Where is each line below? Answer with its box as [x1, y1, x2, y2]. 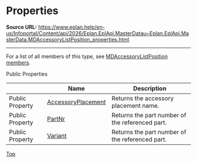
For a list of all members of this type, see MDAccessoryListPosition [6, 53, 168, 60]
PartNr [46, 114, 66, 123]
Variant [46, 131, 67, 140]
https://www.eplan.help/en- [38, 23, 106, 30]
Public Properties [6, 70, 48, 77]
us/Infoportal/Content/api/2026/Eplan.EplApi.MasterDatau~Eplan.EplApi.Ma [6, 29, 189, 36]
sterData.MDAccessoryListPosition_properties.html [6, 36, 130, 43]
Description [133, 84, 167, 92]
